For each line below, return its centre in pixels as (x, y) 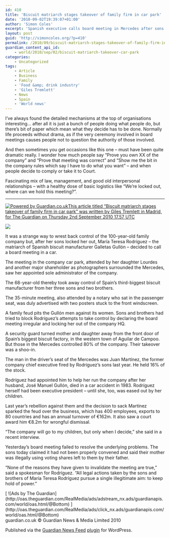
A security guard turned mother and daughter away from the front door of (82, 334)
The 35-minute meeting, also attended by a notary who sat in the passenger (85, 298)
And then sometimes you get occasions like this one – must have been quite (84, 150)
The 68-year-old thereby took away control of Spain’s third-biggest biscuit (83, 283)
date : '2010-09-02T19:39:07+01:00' (43, 19)
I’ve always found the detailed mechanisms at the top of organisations (78, 118)
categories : (18, 57)
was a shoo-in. (21, 350)
